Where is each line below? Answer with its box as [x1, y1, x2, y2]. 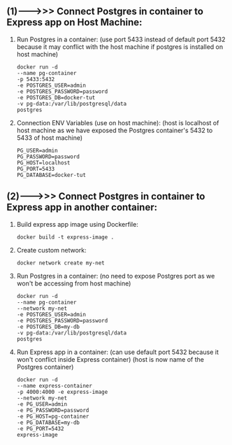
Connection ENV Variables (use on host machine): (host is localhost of [16, 118, 219, 127]
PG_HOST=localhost [16, 159, 71, 167]
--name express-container [16, 382, 92, 389]
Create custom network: [16, 246, 87, 254]
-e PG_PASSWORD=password [16, 407, 89, 414]
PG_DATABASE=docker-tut [16, 171, 87, 178]
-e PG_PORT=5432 [16, 425, 64, 432]
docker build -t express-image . [16, 234, 115, 241]
